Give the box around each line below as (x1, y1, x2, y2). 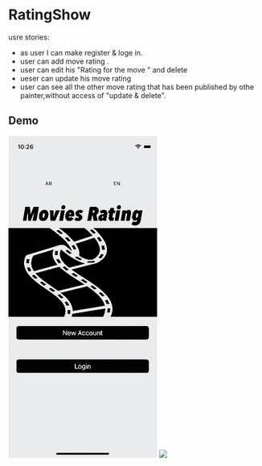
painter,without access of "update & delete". (19, 90, 166, 100)
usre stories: (8, 32, 50, 42)
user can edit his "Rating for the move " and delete (19, 64, 188, 74)
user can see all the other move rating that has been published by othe (19, 82, 255, 92)
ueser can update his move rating (19, 73, 132, 83)
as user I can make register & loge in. (19, 47, 143, 57)
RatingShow (8, 6, 91, 24)
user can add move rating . (19, 56, 109, 66)
